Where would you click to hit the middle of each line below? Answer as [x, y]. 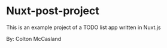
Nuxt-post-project [53, 11]
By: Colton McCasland [34, 39]
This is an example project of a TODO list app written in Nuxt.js [83, 27]
